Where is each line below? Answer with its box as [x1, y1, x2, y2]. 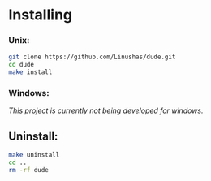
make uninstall [8, 151, 60, 159]
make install [8, 68, 53, 76]
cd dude [8, 61, 35, 69]
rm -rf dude [8, 166, 49, 174]
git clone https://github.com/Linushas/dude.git [8, 53, 176, 62]
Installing [8, 6, 73, 24]
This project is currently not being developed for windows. [8, 106, 204, 115]
